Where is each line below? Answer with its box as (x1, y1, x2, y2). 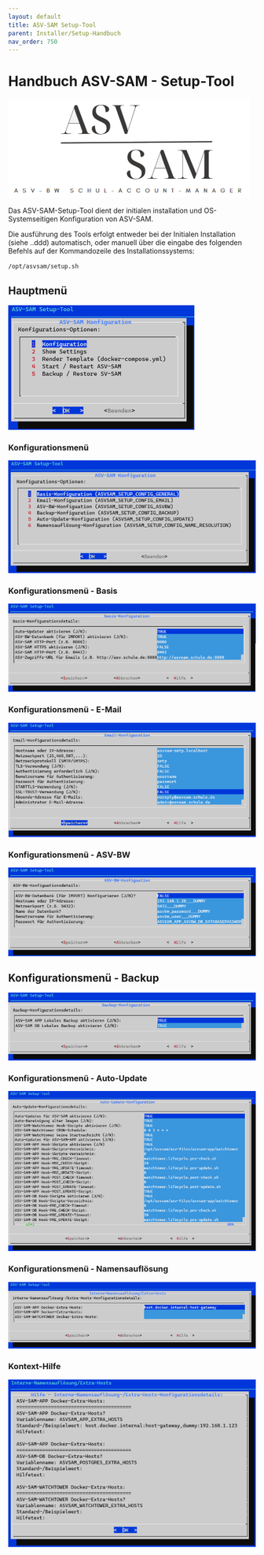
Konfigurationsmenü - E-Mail (8, 704, 122, 715)
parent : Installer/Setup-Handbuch (8, 29, 122, 37)
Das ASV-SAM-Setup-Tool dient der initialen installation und (8, 206, 203, 216)
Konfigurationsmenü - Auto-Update (8, 1073, 148, 1084)
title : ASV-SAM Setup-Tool (8, 20, 97, 29)
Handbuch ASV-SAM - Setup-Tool (8, 72, 235, 91)
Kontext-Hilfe (8, 1361, 61, 1372)
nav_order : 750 (8, 38, 58, 46)
